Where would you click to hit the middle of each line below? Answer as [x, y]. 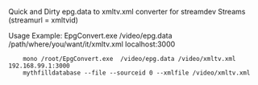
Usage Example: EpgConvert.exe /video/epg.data [90, 36]
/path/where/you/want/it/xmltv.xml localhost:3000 [92, 44]
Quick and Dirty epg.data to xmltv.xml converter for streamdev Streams [127, 12]
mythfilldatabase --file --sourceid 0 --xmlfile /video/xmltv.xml [137, 73]
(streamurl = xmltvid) [44, 20]
